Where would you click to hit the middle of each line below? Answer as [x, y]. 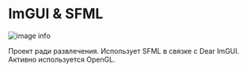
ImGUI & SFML [56, 14]
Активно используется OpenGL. [62, 59]
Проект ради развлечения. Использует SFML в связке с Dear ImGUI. [124, 51]
